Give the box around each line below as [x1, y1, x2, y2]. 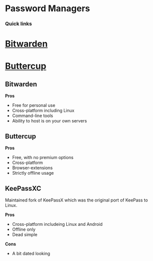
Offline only [12, 226, 36, 232]
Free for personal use [12, 102, 56, 108]
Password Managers [5, 3, 90, 14]
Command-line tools [12, 113, 54, 119]
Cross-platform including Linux [12, 108, 75, 114]
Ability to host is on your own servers [12, 118, 87, 124]
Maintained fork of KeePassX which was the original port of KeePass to [5, 197, 148, 203]
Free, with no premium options [12, 155, 74, 161]
